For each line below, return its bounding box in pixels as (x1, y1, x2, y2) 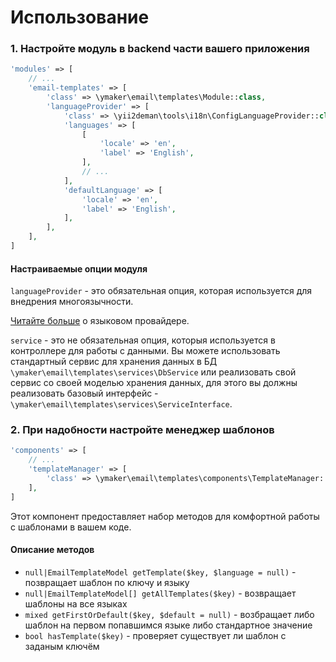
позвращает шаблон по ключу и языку (24, 576, 190, 588)
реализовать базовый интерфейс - (10, 387, 159, 400)
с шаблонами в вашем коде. (10, 521, 132, 533)
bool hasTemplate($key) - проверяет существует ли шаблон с (24, 629, 287, 641)
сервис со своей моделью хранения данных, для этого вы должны (10, 377, 298, 389)
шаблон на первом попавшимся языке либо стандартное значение (24, 619, 313, 631)
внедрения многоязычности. (10, 296, 134, 308)
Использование (10, 6, 150, 29)
